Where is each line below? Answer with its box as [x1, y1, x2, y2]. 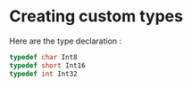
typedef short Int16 [9, 60, 87, 70]
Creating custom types [9, 6, 183, 27]
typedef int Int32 [9, 69, 78, 78]
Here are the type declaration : [9, 36, 122, 46]
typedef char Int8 [9, 52, 78, 61]
